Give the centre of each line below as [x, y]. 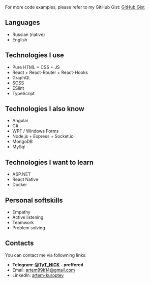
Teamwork [23, 223]
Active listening [28, 217]
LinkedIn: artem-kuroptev [38, 275]
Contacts [20, 243]
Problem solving [29, 228]
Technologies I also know [45, 109]
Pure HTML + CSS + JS [36, 67]
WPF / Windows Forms [35, 131]
